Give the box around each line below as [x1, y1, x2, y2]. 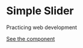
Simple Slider [6, 4, 74, 18]
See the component [6, 35, 55, 42]
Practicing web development [6, 24, 77, 31]
